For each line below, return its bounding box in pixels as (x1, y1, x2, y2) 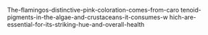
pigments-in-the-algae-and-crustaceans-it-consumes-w (7, 13, 168, 21)
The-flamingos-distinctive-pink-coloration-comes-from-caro (7, 6, 180, 14)
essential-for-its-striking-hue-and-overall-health (7, 21, 145, 28)
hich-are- (169, 13, 197, 21)
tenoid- (181, 6, 201, 14)
